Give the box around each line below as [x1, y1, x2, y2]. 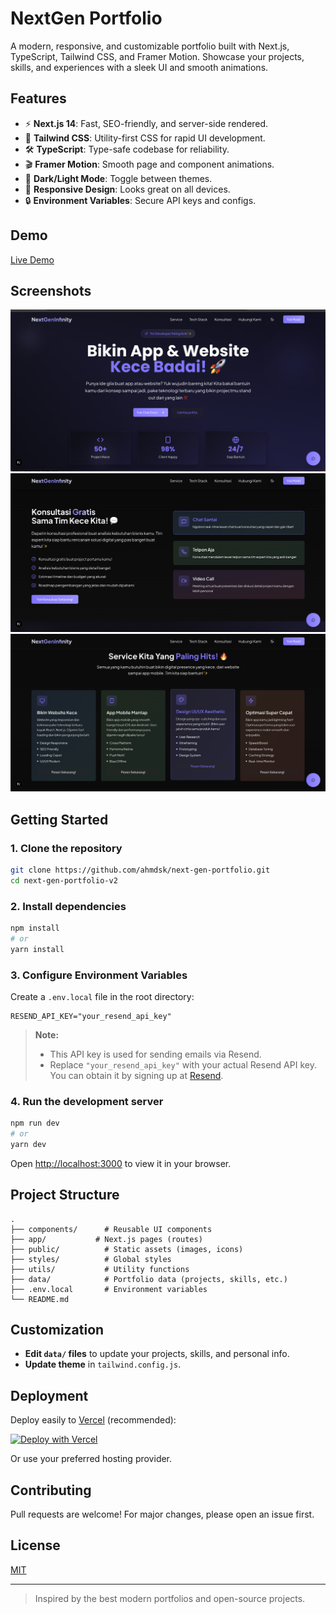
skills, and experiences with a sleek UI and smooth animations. [10, 61, 269, 73]
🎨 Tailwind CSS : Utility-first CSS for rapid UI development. [24, 132, 266, 144]
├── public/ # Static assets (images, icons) [10, 1244, 244, 1254]
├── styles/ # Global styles [10, 1254, 172, 1264]
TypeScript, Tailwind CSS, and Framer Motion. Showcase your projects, [10, 50, 305, 62]
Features [10, 90, 67, 107]
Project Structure [10, 1187, 120, 1204]
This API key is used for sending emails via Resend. [49, 1048, 262, 1060]
